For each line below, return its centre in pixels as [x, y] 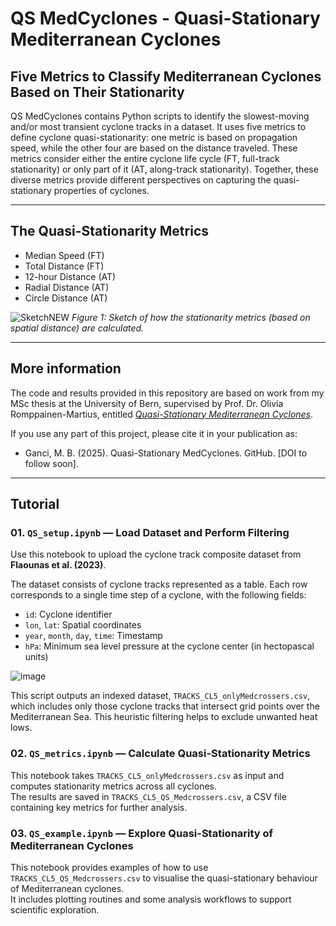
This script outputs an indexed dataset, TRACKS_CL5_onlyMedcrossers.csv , [160, 696]
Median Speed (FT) [64, 255]
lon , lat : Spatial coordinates [83, 625]
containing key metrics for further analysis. [99, 807]
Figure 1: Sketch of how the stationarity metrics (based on [191, 317]
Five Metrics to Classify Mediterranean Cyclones [166, 76]
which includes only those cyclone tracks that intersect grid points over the [165, 706]
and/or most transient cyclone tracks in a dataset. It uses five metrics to [158, 126]
